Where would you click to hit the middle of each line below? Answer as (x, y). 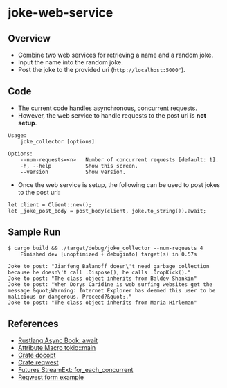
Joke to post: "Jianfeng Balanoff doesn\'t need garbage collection (109, 266)
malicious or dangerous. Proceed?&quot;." (70, 297)
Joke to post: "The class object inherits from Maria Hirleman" (102, 303)
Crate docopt (37, 355)
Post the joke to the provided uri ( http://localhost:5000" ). (101, 70)
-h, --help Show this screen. (79, 166)
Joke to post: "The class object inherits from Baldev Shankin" (102, 279)
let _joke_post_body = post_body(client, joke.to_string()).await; (107, 211)
